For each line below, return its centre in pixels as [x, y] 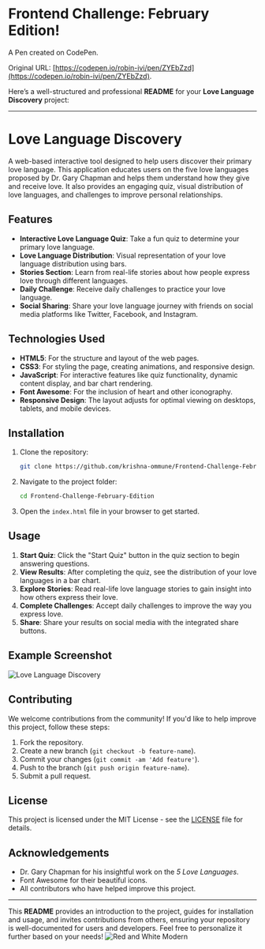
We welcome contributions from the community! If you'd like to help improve [132, 718]
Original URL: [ [32, 67]
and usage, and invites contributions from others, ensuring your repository [129, 920]
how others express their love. [69, 597]
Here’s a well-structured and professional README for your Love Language [131, 91]
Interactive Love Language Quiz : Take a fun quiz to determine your [129, 239]
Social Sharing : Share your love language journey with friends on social [136, 306]
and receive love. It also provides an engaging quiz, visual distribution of [126, 186]
